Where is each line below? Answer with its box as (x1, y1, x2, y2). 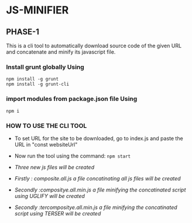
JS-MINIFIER (6, 4, 69, 17)
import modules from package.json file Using (6, 95, 138, 103)
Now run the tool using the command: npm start (14, 152, 131, 159)
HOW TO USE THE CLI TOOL (6, 121, 87, 130)
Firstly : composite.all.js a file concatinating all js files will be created (14, 175, 181, 182)
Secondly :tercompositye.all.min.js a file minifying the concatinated (14, 204, 177, 211)
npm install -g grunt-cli (6, 81, 69, 88)
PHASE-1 (6, 27, 40, 37)
